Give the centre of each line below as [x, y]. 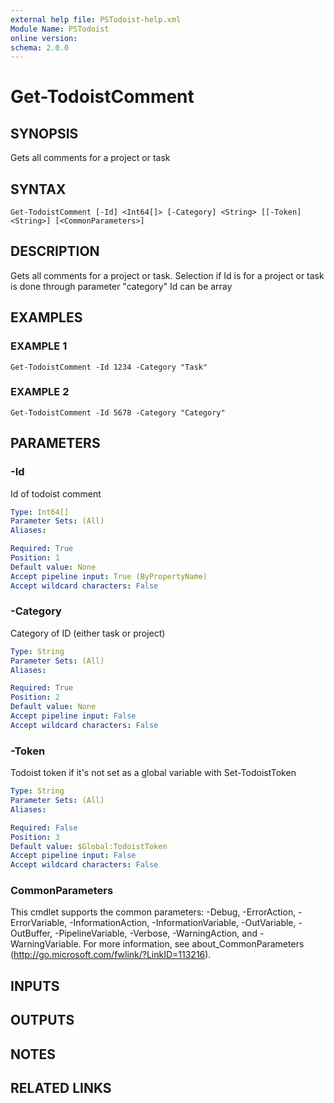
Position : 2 [35, 697]
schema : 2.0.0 [40, 47]
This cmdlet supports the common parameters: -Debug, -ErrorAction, [153, 912]
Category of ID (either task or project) [88, 633]
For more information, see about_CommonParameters [194, 944]
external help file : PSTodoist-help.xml [96, 19]
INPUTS [35, 986]
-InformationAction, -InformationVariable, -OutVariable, [183, 923]
